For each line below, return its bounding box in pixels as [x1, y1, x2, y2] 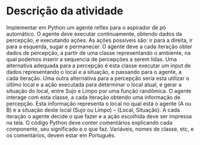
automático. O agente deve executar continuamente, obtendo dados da [6, 30, 183, 37]
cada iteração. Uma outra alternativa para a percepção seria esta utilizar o [6, 75, 190, 82]
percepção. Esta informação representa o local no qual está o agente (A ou [6, 100, 192, 107]
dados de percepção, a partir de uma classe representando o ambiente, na [6, 49, 191, 56]
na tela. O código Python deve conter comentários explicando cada [6, 119, 172, 126]
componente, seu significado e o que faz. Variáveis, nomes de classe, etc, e [6, 125, 194, 132]
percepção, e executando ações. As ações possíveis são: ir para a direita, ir [6, 36, 193, 44]
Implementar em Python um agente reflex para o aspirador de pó [6, 24, 166, 31]
